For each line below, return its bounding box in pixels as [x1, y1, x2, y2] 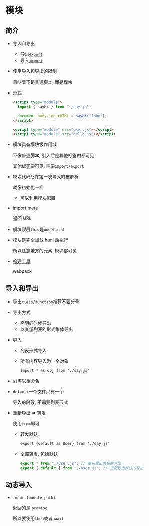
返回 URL [12, 215, 32, 221]
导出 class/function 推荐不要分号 [12, 298, 80, 305]
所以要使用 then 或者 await [12, 515, 64, 521]
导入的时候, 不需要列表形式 [12, 399, 68, 405]
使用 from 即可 [12, 421, 40, 427]
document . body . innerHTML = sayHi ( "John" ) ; [17, 113, 107, 118]
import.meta [12, 205, 38, 211]
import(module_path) [12, 495, 56, 500]
